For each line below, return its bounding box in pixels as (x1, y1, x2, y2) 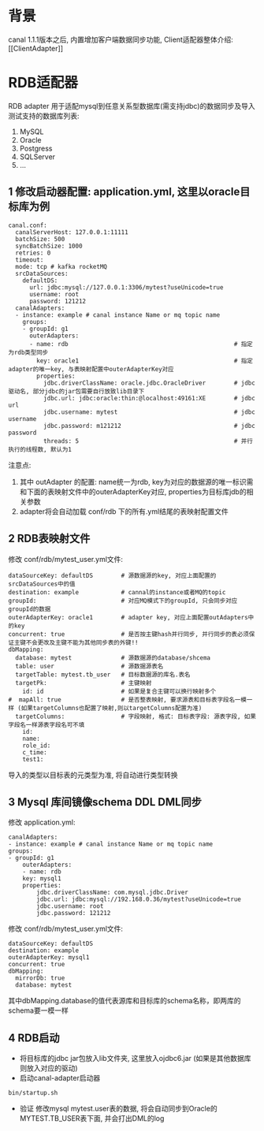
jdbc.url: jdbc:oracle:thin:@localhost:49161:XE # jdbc (43, 394, 256, 402)
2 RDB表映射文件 (8, 532, 91, 545)
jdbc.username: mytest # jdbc (43, 407, 256, 416)
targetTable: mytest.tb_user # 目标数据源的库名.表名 (15, 671, 191, 679)
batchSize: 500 (15, 235, 65, 243)
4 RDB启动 (8, 1031, 61, 1044)
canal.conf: (8, 221, 47, 229)
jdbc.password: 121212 (36, 910, 111, 917)
